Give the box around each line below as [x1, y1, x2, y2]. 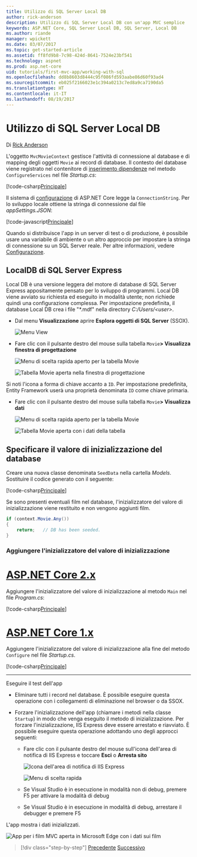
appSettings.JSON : [6, 207, 53, 214]
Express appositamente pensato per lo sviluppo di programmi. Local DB [6, 287, 179, 295]
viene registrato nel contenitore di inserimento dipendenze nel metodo [6, 165, 176, 172]
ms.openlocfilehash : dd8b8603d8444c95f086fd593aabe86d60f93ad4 [6, 74, 164, 80]
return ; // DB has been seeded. [16, 527, 101, 533]
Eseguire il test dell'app [6, 680, 63, 687]
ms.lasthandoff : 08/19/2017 [6, 96, 75, 102]
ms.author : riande [6, 31, 51, 37]
